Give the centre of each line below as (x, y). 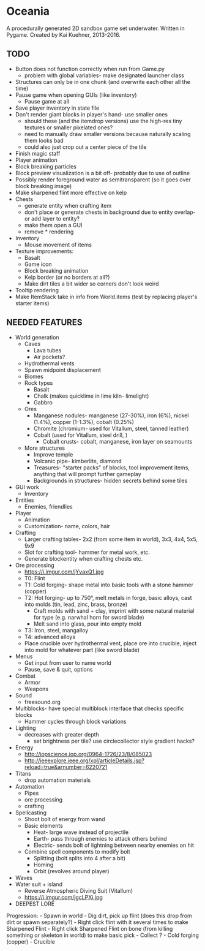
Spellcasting (31, 813)
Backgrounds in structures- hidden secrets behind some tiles (110, 480)
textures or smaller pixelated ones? (69, 127)
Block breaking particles (46, 166)
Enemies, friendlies (48, 506)
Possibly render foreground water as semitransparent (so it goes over (103, 180)
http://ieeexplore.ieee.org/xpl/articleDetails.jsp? (84, 760)
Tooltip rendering (37, 290)
